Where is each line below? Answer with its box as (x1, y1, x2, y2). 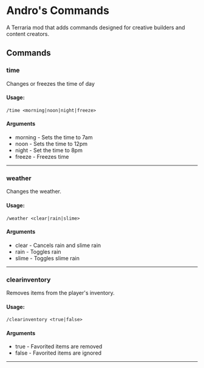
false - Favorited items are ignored (15, 349, 102, 356)
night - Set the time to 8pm (15, 147, 83, 154)
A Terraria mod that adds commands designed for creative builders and (6, 24, 185, 31)
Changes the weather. (6, 188, 62, 195)
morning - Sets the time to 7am (15, 134, 93, 141)
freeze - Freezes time (15, 153, 69, 161)
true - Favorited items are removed (15, 343, 103, 350)
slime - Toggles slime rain (15, 254, 80, 262)
